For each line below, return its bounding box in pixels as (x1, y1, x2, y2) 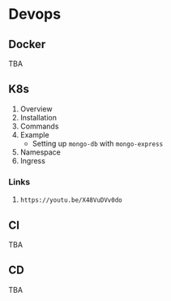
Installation (19, 112, 58, 122)
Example (19, 129, 50, 139)
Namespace (19, 147, 61, 157)
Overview (19, 103, 53, 114)
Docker (8, 37, 46, 51)
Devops (8, 5, 62, 24)
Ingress (19, 155, 46, 165)
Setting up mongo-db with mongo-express (32, 138, 164, 148)
